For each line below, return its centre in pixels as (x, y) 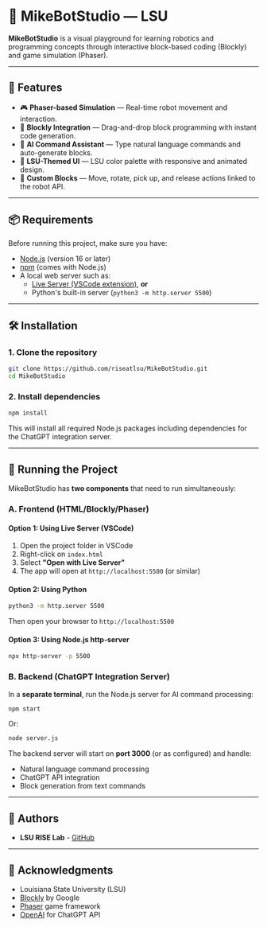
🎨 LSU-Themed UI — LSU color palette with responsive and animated (133, 161)
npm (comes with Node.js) (63, 267)
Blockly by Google (50, 898)
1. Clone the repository (53, 352)
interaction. (38, 119)
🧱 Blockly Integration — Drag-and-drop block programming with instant (138, 127)
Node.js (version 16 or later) (65, 259)
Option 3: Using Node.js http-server (69, 639)
